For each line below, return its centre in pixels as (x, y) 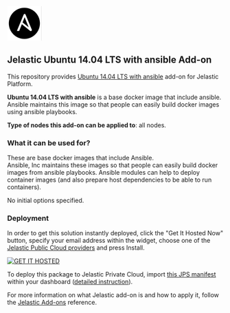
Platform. (20, 84)
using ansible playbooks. (42, 111)
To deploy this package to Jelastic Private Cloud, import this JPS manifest (112, 274)
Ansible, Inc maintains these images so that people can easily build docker (113, 165)
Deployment (28, 218)
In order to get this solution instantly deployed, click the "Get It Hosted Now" (115, 233)
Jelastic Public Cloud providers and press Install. (76, 248)
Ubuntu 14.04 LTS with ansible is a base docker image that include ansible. (114, 97)
